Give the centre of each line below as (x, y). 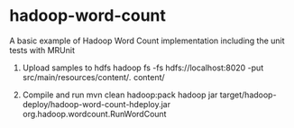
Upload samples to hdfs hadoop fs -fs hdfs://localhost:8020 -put (143, 68)
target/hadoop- (248, 95)
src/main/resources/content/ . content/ (93, 77)
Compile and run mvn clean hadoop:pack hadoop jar (120, 95)
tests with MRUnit (42, 50)
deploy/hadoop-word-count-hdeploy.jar (96, 104)
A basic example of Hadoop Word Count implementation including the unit (147, 41)
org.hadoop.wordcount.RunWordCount (94, 114)
